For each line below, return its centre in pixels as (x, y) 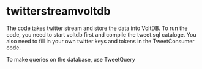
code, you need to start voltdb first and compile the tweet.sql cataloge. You (101, 34)
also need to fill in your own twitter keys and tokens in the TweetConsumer (100, 41)
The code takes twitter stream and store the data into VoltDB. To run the (97, 28)
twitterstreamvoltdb (58, 11)
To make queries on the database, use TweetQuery (71, 59)
